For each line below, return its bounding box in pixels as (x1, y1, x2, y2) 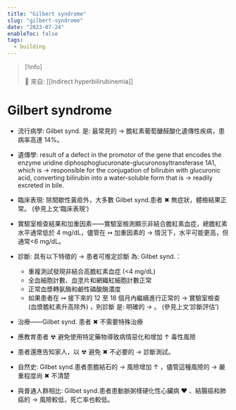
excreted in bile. (17, 181, 65, 189)
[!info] (24, 63, 42, 71)
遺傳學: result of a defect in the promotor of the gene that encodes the (17, 150, 222, 159)
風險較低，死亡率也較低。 (39, 395, 114, 404)
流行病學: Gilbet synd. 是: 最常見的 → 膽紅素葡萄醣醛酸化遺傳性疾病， (17, 127, 219, 135)
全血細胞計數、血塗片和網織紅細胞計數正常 (27, 276, 152, 284)
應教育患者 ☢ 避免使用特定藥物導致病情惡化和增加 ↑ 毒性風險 (17, 332, 196, 341)
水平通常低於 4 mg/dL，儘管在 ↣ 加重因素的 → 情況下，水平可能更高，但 (17, 228, 229, 237)
